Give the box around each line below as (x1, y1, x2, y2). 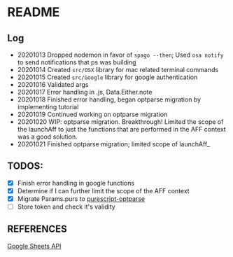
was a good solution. (17, 132, 78, 141)
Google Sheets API (7, 242, 62, 250)
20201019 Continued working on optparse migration (17, 110, 168, 118)
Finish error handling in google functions (17, 179, 135, 187)
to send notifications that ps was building (17, 58, 136, 67)
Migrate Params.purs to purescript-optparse (17, 194, 146, 203)
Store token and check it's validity (17, 202, 115, 211)
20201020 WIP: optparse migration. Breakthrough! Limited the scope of (17, 118, 224, 126)
